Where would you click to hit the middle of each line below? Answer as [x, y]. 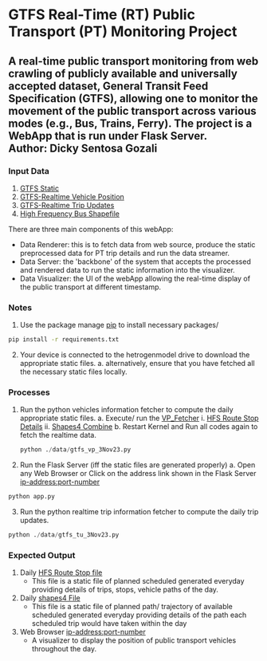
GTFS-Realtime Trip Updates [67, 205]
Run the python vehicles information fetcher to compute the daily [126, 410]
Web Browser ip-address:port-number [82, 632]
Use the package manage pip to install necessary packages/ [119, 325]
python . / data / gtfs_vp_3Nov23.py [75, 450]
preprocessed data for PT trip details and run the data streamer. [124, 253]
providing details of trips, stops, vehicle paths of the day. [125, 590]
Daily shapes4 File [50, 598]
